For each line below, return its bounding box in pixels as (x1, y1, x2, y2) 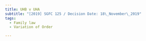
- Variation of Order (9, 25, 53, 30)
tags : (5, 16, 16, 20)
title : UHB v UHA (5, 7, 40, 12)
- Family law (9, 20, 36, 25)
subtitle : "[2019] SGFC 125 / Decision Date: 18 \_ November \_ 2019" (5, 11, 142, 16)
